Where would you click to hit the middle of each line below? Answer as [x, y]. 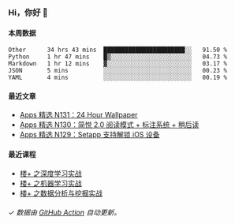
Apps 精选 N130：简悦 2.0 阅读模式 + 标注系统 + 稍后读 [109, 125]
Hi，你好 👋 [28, 12]
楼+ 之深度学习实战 [50, 173]
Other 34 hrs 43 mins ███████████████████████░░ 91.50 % [117, 50]
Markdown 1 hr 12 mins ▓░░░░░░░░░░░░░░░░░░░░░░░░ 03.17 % [117, 64]
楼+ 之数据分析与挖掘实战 [61, 193]
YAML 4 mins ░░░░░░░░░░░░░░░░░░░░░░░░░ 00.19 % [117, 78]
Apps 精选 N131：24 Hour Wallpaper [78, 115]
